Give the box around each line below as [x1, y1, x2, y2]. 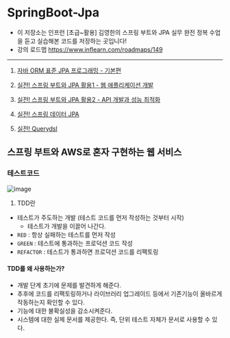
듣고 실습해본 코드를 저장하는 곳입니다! [24, 36, 127, 45]
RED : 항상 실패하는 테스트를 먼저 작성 [16, 231, 116, 239]
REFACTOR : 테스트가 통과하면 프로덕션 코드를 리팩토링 [16, 248, 159, 256]
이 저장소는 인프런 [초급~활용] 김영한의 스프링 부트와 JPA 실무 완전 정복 [16, 28, 208, 36]
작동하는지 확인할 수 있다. [16, 298, 86, 306]
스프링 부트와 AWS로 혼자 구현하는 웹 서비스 [7, 146, 182, 158]
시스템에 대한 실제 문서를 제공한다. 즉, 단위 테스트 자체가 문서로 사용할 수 [16, 315, 211, 323]
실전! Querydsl [16, 125, 58, 133]
